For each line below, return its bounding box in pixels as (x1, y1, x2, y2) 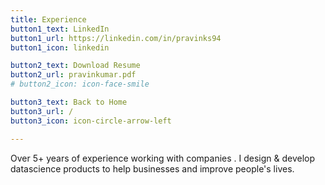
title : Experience (10, 14, 87, 25)
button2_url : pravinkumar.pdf (10, 70, 137, 80)
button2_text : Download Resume (10, 61, 141, 71)
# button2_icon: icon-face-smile (10, 79, 150, 90)
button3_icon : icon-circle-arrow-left (10, 116, 172, 126)
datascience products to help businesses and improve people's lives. (10, 162, 295, 175)
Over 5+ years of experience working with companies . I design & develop (10, 152, 316, 164)
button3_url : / (10, 106, 74, 116)
